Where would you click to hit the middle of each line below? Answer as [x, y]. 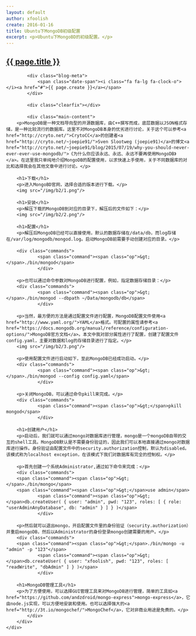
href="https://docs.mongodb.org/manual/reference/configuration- [87, 328]
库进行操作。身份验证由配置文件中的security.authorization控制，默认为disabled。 [98, 448]
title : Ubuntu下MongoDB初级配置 [43, 31]
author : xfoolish [27, 18]
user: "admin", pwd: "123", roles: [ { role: [125, 502]
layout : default [26, 12]
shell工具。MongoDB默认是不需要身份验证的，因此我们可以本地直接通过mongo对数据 [102, 442]
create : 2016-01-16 [30, 25]
